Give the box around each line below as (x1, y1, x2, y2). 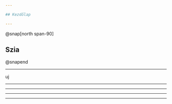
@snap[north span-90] (5, 30, 54, 36)
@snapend (5, 59, 28, 65)
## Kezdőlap (5, 12, 31, 17)
